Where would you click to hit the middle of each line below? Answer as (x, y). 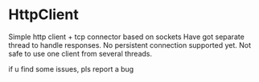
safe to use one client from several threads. (80, 53)
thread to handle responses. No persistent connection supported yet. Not (130, 45)
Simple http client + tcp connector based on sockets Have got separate (127, 37)
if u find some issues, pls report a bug (71, 68)
